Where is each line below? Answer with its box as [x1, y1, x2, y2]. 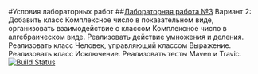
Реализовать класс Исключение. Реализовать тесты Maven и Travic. [8, 49, 242, 58]
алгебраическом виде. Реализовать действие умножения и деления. [8, 32, 244, 41]
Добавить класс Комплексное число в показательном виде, [8, 15, 214, 25]
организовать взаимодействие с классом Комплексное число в [8, 24, 227, 33]
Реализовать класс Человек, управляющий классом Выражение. [8, 41, 232, 50]
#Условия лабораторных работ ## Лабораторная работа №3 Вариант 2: [8, 7, 252, 16]
